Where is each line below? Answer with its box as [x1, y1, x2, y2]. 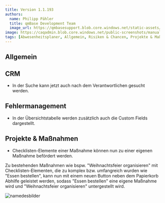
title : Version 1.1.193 [5, 7, 54, 12]
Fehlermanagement [5, 102, 67, 111]
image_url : [9, 26, 32, 30]
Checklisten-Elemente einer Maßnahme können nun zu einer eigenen [12, 147, 153, 153]
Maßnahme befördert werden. [12, 153, 73, 159]
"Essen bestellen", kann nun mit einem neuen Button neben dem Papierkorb [5, 173, 159, 178]
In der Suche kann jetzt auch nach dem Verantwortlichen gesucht [12, 83, 145, 88]
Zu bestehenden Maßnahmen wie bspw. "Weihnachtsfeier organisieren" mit [5, 162, 158, 168]
